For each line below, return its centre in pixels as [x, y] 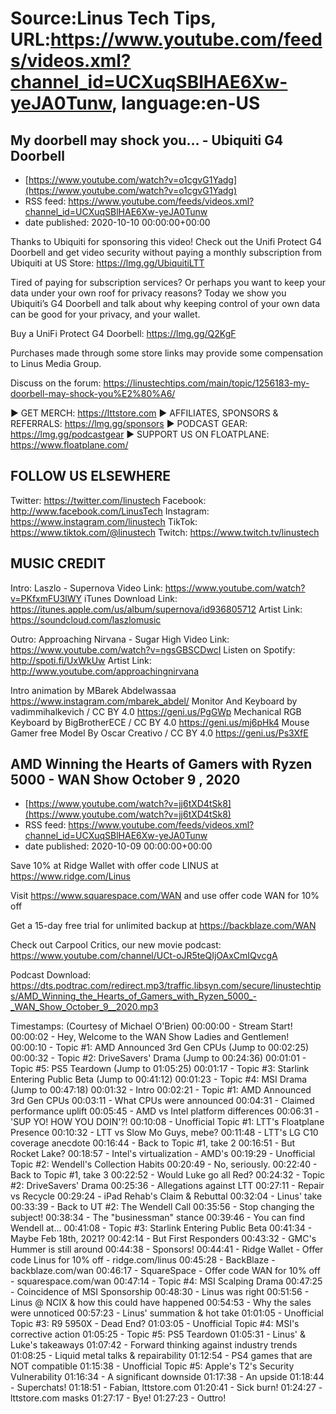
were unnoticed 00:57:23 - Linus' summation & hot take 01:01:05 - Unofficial [167, 1313]
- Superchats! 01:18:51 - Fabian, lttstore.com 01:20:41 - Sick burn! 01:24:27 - [166, 1388]
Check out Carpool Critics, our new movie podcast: [116, 945]
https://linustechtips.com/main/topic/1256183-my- [206, 383]
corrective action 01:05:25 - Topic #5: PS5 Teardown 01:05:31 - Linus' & [158, 1334]
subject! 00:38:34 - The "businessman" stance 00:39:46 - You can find [158, 1218]
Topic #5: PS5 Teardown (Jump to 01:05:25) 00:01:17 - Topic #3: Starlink [160, 1069]
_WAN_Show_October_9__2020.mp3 [84, 1007]
